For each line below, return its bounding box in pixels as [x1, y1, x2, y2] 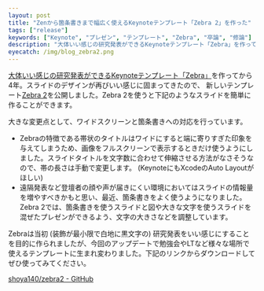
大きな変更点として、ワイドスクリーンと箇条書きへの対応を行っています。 [8, 117, 247, 126]
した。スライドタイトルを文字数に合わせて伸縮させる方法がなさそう [26, 153, 247, 162]
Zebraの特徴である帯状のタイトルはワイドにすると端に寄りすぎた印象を [19, 134, 253, 142]
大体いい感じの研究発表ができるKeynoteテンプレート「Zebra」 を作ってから [8, 71, 253, 79]
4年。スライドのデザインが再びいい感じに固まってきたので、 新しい [8, 80, 227, 90]
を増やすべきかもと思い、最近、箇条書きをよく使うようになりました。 [19, 193, 247, 201]
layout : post [8, 11, 51, 20]
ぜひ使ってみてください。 [8, 259, 90, 267]
